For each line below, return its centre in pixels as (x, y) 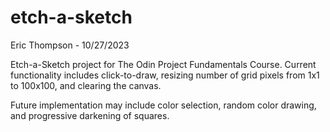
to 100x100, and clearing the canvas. (86, 85)
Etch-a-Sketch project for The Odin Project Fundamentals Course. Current (163, 64)
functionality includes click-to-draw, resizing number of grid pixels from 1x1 (165, 75)
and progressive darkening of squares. (90, 115)
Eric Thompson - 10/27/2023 (70, 45)
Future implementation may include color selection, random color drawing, (163, 105)
